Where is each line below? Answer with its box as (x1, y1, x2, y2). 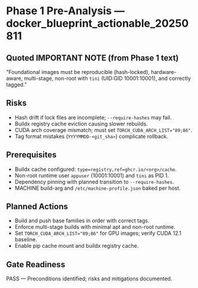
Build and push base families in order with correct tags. (14, 217, 150, 224)
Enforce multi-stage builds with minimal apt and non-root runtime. (14, 224, 176, 231)
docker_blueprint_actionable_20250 (6, 17, 189, 30)
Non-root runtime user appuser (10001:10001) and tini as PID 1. (14, 171, 169, 179)
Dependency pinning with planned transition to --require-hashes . (14, 178, 174, 185)
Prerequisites (6, 150, 57, 160)
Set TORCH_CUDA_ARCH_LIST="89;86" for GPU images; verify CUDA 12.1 (14, 229, 181, 237)
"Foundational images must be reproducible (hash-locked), (6, 69, 150, 75)
